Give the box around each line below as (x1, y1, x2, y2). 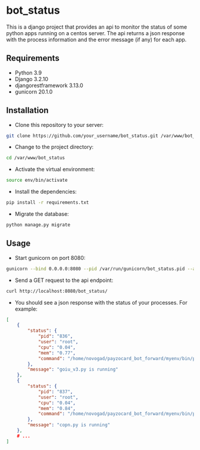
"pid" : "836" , (37, 333, 73, 340)
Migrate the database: (14, 210, 70, 218)
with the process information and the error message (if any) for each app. (6, 36, 187, 43)
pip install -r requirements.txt (6, 200, 89, 206)
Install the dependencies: (14, 188, 77, 195)
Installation (6, 105, 49, 116)
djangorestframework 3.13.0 (14, 82, 83, 89)
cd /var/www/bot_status (6, 155, 65, 161)
